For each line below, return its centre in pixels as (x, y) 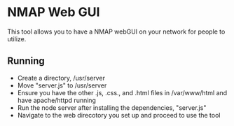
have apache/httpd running (57, 100)
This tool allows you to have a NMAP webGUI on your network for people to (116, 31)
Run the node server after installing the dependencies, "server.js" (112, 107)
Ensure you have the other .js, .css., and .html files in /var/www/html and (122, 92)
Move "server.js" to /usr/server (62, 85)
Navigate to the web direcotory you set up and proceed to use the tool (119, 115)
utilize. (17, 38)
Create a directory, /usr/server (61, 78)
